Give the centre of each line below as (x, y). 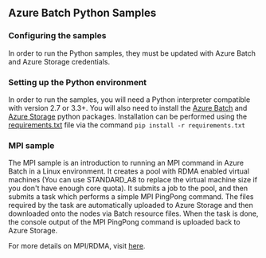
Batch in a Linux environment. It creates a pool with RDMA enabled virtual (129, 171)
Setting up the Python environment (78, 82)
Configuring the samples (57, 36)
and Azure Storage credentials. (59, 61)
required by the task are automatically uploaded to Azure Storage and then (131, 205)
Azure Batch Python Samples (82, 13)
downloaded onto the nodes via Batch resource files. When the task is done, (133, 213)
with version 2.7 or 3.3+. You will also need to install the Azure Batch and (128, 107)
